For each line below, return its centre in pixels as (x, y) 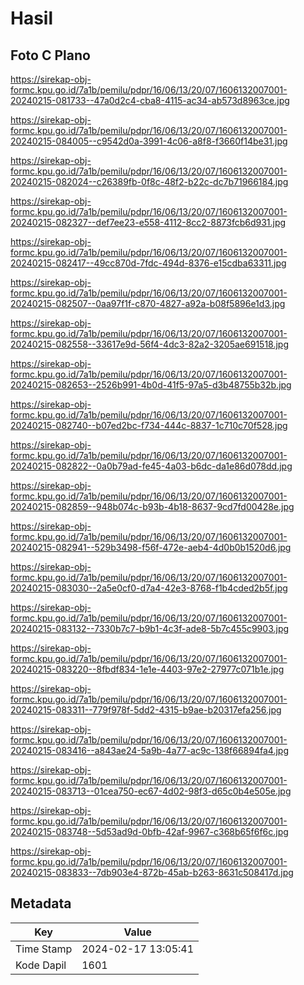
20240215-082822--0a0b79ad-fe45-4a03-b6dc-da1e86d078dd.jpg (151, 466)
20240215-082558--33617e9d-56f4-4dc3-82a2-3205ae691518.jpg (149, 344)
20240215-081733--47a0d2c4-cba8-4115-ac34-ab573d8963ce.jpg (150, 100)
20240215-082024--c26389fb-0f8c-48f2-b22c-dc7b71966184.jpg (149, 181)
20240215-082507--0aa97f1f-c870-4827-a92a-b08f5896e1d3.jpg (148, 303)
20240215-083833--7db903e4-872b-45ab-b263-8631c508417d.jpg (152, 872)
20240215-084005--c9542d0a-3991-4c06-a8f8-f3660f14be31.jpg (149, 141)
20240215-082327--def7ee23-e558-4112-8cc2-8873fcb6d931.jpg (148, 222)
